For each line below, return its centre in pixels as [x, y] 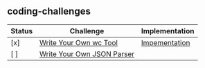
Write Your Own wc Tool [78, 42]
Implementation [168, 31]
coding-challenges [49, 11]
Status [22, 31]
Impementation [166, 42]
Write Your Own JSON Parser [87, 53]
